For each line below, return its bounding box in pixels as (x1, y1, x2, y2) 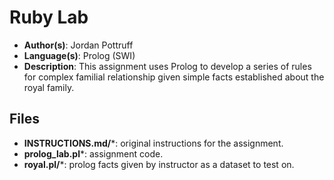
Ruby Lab (9, 6, 89, 29)
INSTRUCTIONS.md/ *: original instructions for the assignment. (23, 137, 284, 149)
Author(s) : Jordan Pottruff (23, 39, 134, 51)
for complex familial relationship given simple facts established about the (23, 71, 325, 83)
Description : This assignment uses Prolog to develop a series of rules (23, 60, 312, 72)
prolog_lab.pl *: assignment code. (23, 147, 164, 160)
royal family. (23, 81, 75, 93)
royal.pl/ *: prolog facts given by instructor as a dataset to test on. (23, 158, 295, 170)
